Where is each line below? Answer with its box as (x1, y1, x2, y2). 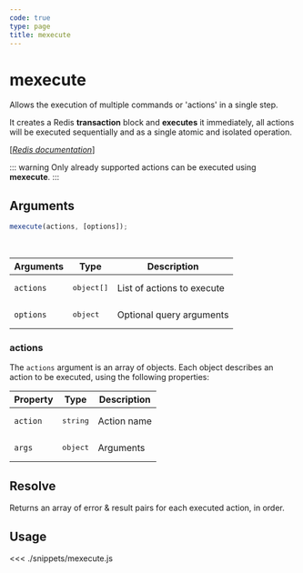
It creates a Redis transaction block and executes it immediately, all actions (9, 117, 295, 128)
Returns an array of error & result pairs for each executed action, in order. (9, 502, 285, 514)
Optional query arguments (116, 308, 229, 321)
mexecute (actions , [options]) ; (9, 222, 128, 232)
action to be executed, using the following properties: (9, 372, 209, 383)
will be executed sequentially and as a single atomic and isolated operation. (9, 126, 293, 137)
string (62, 416, 89, 426)
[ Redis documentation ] (9, 145, 96, 156)
